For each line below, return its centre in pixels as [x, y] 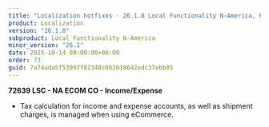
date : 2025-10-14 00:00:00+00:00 [64, 53]
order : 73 [25, 61]
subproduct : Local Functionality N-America [82, 38]
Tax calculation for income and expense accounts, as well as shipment [137, 105]
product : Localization [46, 23]
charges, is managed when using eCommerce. [96, 114]
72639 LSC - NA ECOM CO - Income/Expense [85, 90]
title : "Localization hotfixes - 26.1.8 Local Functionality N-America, [132, 16]
